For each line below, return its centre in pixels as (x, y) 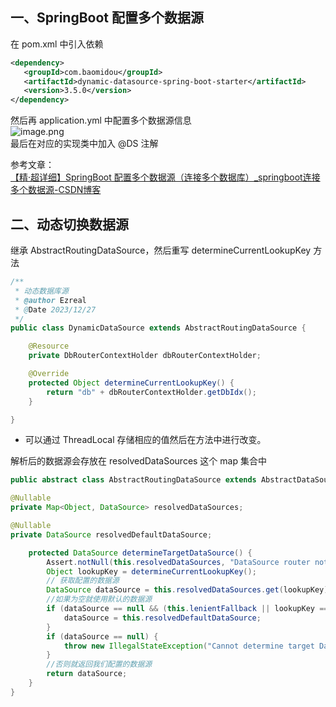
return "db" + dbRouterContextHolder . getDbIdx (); (151, 392)
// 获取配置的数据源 (83, 581)
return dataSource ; (87, 674)
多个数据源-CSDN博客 (56, 190)
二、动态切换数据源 (69, 224)
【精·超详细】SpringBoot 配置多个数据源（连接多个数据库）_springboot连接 (165, 177)
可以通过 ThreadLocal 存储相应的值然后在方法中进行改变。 (145, 440)
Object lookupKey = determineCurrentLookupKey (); (151, 571)
